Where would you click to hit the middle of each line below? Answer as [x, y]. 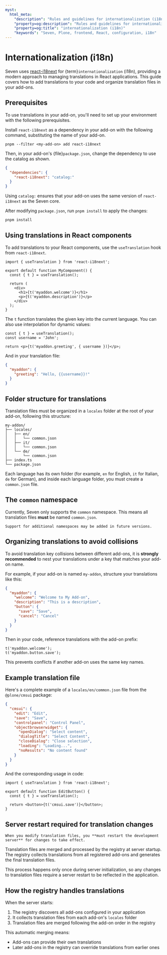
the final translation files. [30, 860]
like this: [14, 579]
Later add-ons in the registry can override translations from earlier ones [86, 948]
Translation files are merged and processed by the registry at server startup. [83, 849]
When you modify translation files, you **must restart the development [82, 836]
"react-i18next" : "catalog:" [44, 177]
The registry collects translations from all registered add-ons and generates [83, 855]
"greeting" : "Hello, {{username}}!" [52, 374]
